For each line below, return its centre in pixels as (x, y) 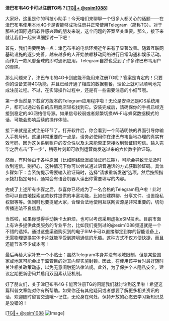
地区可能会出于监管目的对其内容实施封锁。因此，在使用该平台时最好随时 (89, 261)
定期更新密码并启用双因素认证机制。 (47, 274)
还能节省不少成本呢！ (27, 244)
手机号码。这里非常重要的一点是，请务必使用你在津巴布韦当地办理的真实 (84, 137)
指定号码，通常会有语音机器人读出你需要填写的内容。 (73, 179)
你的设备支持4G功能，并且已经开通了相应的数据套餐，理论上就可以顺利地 (81, 84)
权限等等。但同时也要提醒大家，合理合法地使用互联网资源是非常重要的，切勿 (84, 202)
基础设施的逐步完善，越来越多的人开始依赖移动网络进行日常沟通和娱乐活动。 (84, 54)
